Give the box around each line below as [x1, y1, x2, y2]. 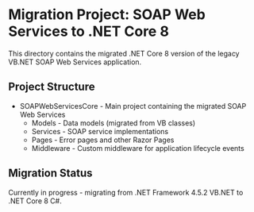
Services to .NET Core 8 [8, 22, 169, 40]
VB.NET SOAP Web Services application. [8, 57, 142, 67]
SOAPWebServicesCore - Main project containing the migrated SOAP [19, 101, 247, 110]
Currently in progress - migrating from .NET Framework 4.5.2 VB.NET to [8, 187, 244, 197]
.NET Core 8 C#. [8, 196, 62, 206]
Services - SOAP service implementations [31, 126, 169, 136]
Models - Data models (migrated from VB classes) [31, 118, 196, 128]
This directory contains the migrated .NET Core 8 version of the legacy [8, 48, 240, 58]
